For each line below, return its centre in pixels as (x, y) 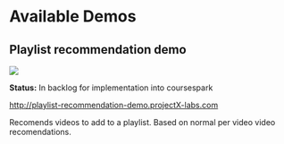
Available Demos (73, 17)
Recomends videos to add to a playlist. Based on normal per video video (142, 122)
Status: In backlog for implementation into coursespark (111, 88)
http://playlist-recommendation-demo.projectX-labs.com (114, 105)
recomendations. (40, 132)
